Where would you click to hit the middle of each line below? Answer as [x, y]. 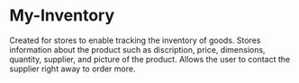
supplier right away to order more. [72, 69]
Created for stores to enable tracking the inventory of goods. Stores [135, 40]
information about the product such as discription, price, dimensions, [137, 49]
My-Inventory [62, 16]
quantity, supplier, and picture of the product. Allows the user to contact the [150, 59]
